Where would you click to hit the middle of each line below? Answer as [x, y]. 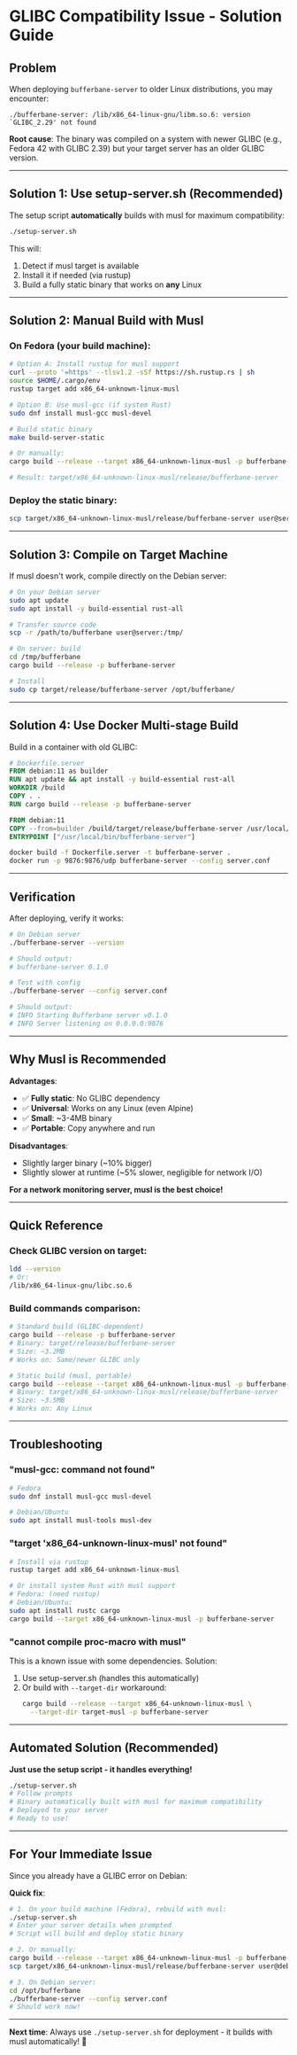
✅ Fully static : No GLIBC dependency [91, 1098]
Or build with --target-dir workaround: [94, 1687]
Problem [33, 68]
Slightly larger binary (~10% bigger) [87, 1163]
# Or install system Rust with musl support [92, 1586]
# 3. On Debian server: [53, 1982]
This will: [25, 248]
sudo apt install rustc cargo [65, 1610]
